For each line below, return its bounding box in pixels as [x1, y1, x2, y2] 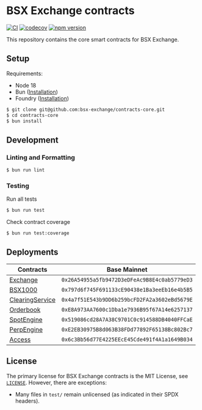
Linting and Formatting [6, 153, 75, 162]
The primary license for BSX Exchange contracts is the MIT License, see [6, 372, 188, 379]
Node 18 [15, 81, 37, 89]
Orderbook [9, 305, 41, 314]
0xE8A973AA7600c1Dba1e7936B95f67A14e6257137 [61, 306, 193, 313]
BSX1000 [9, 285, 38, 294]
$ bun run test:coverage [6, 230, 70, 236]
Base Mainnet [106, 265, 148, 274]
